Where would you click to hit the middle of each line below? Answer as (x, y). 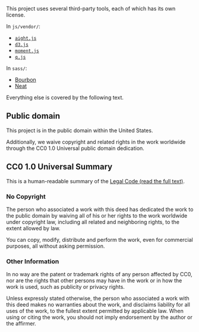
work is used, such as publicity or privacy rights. (65, 287)
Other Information (33, 261)
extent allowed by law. (33, 228)
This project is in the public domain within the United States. (80, 130)
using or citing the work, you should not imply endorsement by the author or (99, 317)
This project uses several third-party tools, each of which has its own (91, 9)
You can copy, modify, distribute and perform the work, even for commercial (99, 240)
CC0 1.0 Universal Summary (59, 167)
